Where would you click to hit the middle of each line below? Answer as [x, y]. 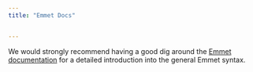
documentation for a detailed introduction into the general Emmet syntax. [127, 59]
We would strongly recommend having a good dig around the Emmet [120, 51]
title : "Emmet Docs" [42, 15]
